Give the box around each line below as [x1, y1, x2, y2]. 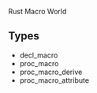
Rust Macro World [8, 7, 67, 16]
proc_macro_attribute [19, 75, 89, 85]
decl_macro [19, 50, 58, 60]
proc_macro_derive [19, 67, 83, 76]
